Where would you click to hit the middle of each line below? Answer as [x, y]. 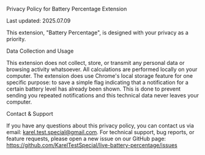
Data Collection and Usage [40, 51]
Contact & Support [30, 114]
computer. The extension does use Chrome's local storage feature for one [100, 76]
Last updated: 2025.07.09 [39, 21]
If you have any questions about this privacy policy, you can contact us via [100, 126]
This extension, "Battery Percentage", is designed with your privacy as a [97, 32]
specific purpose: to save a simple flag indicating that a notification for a [97, 82]
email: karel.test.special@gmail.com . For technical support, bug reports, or [100, 132]
